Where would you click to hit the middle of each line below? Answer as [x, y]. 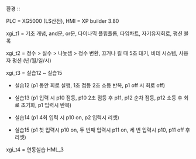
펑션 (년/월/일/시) [32, 61]
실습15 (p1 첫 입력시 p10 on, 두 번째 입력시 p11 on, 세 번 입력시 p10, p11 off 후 [102, 130]
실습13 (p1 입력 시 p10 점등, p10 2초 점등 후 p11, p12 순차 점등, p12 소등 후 [98, 98]
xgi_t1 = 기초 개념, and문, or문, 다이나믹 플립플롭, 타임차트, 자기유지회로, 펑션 [94, 33]
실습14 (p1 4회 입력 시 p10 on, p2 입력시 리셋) [67, 117]
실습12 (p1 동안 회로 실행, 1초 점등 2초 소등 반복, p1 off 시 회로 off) [90, 85]
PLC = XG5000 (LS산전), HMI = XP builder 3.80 [63, 21]
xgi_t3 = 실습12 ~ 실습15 [34, 73]
